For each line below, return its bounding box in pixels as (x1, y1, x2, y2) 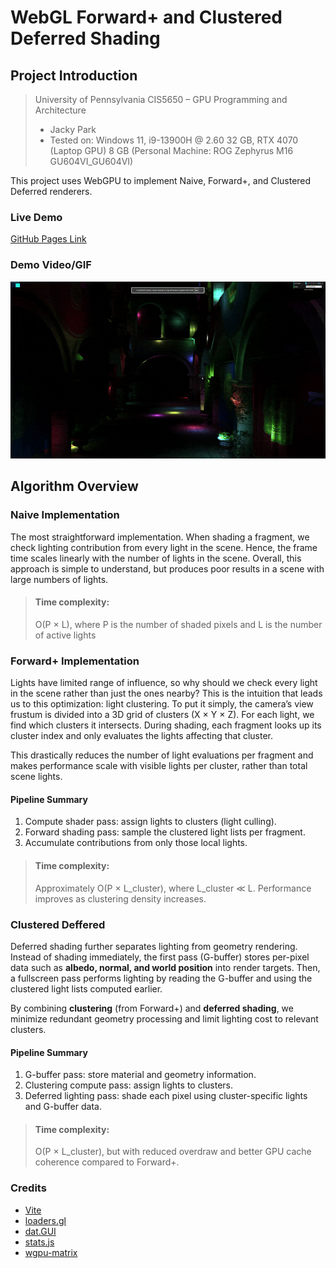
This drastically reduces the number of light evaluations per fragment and (10, 749, 314, 761)
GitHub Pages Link (10, 233, 87, 245)
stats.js (24, 1236, 55, 1248)
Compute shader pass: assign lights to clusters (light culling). (24, 816, 277, 828)
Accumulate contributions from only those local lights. (24, 837, 248, 849)
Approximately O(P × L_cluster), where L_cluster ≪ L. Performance (34, 882, 312, 894)
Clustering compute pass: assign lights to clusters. (24, 1079, 234, 1091)
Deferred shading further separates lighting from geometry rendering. (10, 940, 298, 952)
